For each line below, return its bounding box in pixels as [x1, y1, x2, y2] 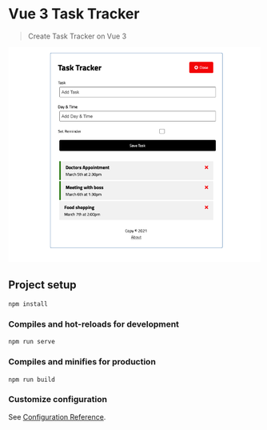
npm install [8, 299, 48, 308]
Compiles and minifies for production [8, 356, 156, 368]
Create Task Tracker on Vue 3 [27, 31, 127, 41]
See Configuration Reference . [8, 412, 106, 421]
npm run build [8, 376, 56, 384]
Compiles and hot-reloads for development [8, 318, 180, 329]
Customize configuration [8, 394, 108, 405]
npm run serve [8, 338, 56, 346]
